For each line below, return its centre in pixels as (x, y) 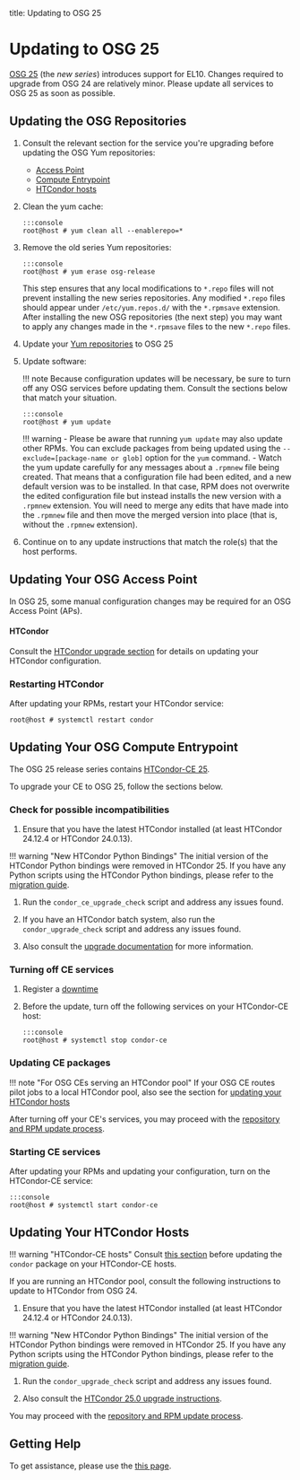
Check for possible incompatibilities (90, 810)
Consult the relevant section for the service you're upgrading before (148, 143)
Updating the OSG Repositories (98, 122)
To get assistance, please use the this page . (90, 1466)
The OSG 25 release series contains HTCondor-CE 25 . (110, 769)
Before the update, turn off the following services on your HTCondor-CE (155, 1007)
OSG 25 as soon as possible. (62, 92)
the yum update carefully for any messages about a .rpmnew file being (151, 467)
